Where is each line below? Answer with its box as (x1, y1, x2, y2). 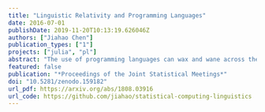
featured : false (8, 63, 62, 71)
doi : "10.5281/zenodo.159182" (8, 77, 108, 85)
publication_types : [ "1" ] (8, 41, 93, 49)
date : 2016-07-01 (8, 19, 65, 27)
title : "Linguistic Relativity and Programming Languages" (8, 11, 207, 20)
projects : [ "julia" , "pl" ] (8, 48, 97, 56)
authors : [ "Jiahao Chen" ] (8, 33, 93, 42)
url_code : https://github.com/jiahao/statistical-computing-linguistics (8, 92, 252, 100)
